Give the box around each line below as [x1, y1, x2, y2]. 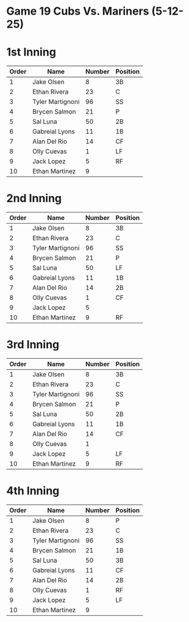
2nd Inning [6, 191, 62, 205]
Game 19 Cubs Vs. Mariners [6, 4, 149, 18]
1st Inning [6, 45, 57, 59]
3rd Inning [6, 338, 60, 352]
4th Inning [6, 484, 60, 498]
